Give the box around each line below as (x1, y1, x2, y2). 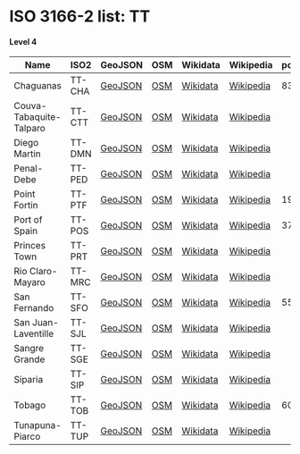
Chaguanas (13, 80, 62, 92)
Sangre (13, 342, 45, 355)
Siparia (13, 374, 44, 386)
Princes (13, 240, 46, 252)
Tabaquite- (13, 111, 62, 123)
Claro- (29, 265, 58, 278)
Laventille (13, 328, 54, 340)
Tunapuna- (13, 419, 62, 432)
